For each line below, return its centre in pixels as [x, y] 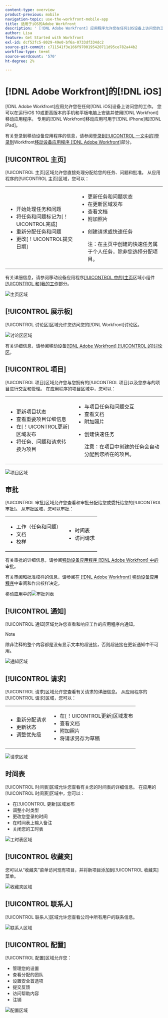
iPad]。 [13, 125]
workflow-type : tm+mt [28, 52]
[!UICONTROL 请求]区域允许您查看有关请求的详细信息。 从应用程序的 [76, 692]
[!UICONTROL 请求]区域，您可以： [41, 698]
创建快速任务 [99, 434]
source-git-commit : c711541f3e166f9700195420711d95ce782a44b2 [71, 47]
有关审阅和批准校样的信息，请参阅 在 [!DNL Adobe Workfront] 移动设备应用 [82, 577]
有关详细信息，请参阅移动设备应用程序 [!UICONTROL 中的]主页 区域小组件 [80, 277]
